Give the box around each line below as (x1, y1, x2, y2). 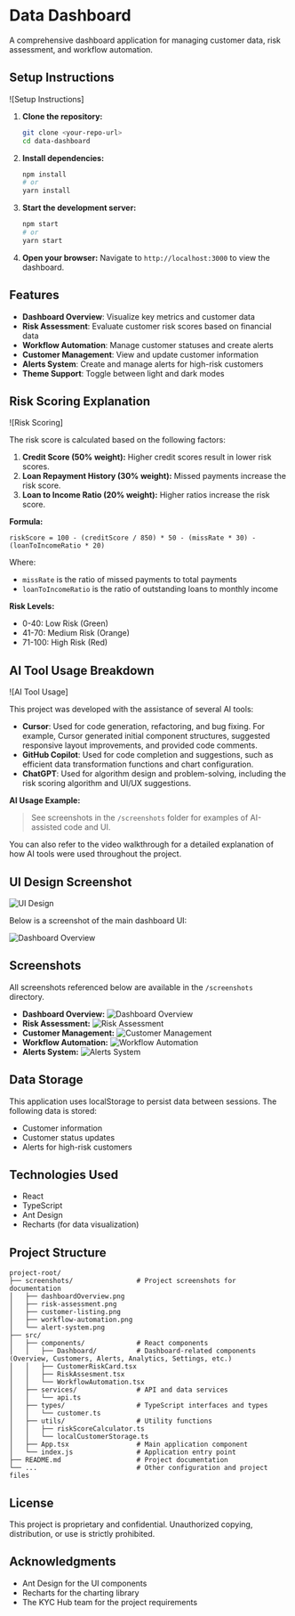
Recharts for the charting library (21, 1587, 140, 1598)
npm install (21, 170, 67, 179)
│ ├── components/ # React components (9, 1339, 209, 1348)
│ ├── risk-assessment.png (9, 1300, 117, 1309)
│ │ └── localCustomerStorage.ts (9, 1433, 149, 1441)
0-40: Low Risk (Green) (21, 618, 109, 629)
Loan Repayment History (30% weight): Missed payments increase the (21, 471, 287, 482)
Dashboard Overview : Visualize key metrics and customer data (21, 311, 256, 321)
